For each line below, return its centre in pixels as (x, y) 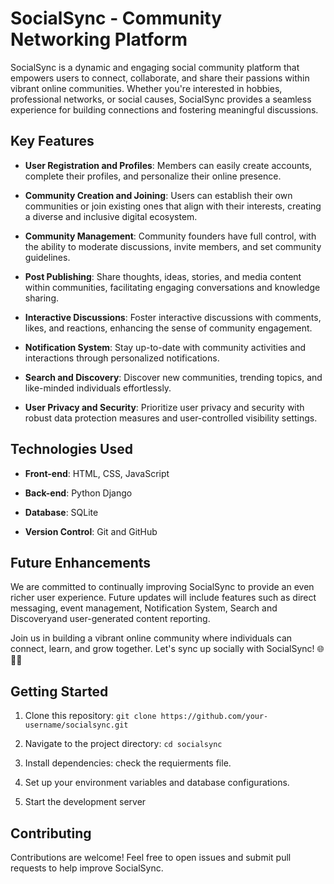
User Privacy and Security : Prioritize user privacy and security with (164, 407)
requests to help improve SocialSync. (87, 868)
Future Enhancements (81, 562)
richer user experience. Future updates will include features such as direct (163, 598)
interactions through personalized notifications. (122, 358)
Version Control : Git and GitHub (91, 531)
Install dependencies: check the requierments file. (128, 763)
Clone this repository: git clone (90, 716)
